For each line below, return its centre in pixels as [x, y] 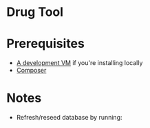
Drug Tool [35, 12]
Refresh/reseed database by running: [69, 118]
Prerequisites [46, 44]
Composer [31, 71]
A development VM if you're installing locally [79, 63]
